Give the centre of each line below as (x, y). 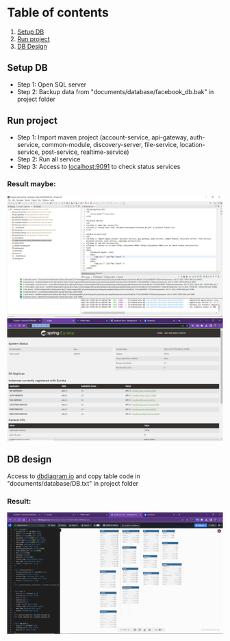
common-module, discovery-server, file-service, (110, 144)
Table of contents (58, 13)
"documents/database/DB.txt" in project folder (73, 483)
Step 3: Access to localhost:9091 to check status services (99, 166)
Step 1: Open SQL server (52, 85)
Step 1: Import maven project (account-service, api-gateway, (103, 137)
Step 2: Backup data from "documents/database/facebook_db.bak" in (115, 91)
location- (192, 144)
